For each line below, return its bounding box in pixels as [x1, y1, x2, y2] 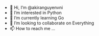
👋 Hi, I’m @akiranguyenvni [9, 5, 63, 10]
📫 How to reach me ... [9, 26, 55, 31]
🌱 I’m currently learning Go [9, 15, 64, 20]
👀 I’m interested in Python [9, 10, 62, 16]
